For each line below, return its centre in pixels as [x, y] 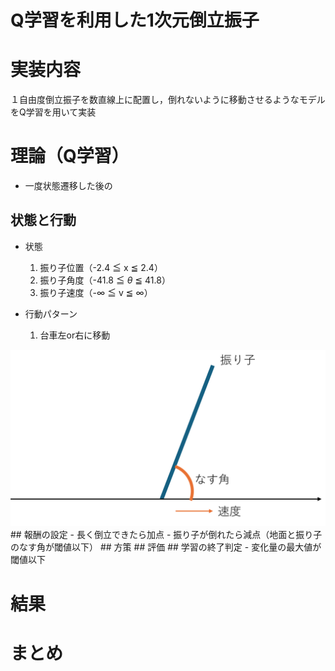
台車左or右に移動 [75, 335]
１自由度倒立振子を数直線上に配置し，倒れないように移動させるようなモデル [168, 100]
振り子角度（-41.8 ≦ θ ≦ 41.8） [105, 280]
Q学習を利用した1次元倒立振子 [135, 20]
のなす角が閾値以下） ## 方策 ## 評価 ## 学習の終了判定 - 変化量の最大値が [166, 547]
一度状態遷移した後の [68, 186]
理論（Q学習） [70, 156]
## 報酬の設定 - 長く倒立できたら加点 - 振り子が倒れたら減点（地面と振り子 [166, 535]
